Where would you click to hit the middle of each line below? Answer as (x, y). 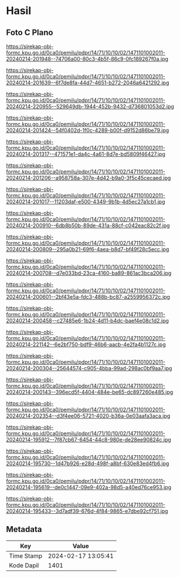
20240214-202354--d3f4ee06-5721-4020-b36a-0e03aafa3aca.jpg (88, 416)
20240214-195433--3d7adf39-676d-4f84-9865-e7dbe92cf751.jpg (87, 511)
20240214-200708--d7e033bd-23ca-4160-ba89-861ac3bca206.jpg (89, 273)
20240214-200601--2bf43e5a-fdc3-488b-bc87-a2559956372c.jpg (88, 297)
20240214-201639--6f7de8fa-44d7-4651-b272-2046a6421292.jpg (88, 83)
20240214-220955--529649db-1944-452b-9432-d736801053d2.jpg (90, 106)
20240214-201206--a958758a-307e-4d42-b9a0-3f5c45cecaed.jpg (89, 178)
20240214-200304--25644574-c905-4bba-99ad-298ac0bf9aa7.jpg (89, 368)
